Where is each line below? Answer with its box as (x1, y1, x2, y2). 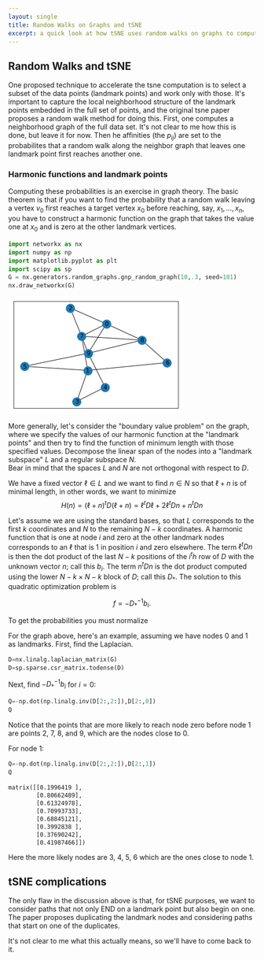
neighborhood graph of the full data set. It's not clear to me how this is (8, 122, 237, 132)
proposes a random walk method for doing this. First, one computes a (8, 114, 234, 124)
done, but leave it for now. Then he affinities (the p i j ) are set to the (8, 131, 222, 142)
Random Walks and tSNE (8, 59, 132, 72)
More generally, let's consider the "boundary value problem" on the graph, (8, 421, 250, 431)
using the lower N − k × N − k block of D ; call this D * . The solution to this (8, 572, 242, 583)
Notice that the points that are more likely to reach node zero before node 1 (8, 720, 251, 729)
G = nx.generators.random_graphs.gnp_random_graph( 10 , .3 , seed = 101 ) (8, 273, 237, 281)
